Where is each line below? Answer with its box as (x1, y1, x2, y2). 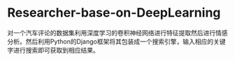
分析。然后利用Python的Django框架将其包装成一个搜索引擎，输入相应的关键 (7, 37, 226, 46)
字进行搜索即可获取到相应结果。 (7, 46, 99, 54)
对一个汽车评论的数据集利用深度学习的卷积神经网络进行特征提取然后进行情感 (7, 28, 228, 37)
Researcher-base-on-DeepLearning (7, 5, 221, 21)
